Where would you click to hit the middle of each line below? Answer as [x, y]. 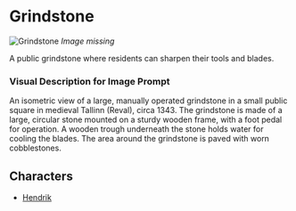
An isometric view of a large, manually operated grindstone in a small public [148, 101]
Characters [41, 176]
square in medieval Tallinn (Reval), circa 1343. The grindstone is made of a [146, 110]
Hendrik [37, 198]
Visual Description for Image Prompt [90, 81]
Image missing [88, 41]
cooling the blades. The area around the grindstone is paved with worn [140, 139]
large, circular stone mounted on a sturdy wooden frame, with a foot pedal [146, 120]
